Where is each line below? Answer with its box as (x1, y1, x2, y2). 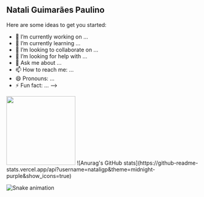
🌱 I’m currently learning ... (15, 39, 81, 46)
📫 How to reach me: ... (15, 65, 74, 73)
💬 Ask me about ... (15, 59, 62, 66)
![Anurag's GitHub (76, 159, 123, 166)
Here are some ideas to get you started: (6, 21, 107, 28)
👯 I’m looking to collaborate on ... (15, 46, 99, 53)
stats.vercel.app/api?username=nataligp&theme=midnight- (6, 165, 156, 173)
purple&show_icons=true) (6, 172, 72, 179)
